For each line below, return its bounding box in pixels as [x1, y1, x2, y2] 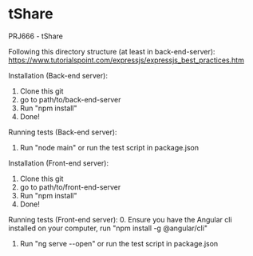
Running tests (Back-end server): [8, 127, 117, 137]
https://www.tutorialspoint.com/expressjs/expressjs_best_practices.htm [8, 55, 245, 65]
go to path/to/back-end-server [19, 94, 121, 104]
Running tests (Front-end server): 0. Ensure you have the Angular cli [8, 214, 233, 224]
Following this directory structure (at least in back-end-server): [8, 46, 215, 56]
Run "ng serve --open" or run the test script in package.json [19, 238, 219, 248]
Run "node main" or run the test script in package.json [19, 142, 200, 152]
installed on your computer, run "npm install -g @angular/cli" [8, 223, 208, 233]
